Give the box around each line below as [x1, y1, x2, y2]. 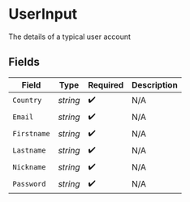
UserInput [8, 5, 78, 24]
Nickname [12, 163, 46, 172]
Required [88, 79, 124, 90]
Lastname [12, 146, 46, 155]
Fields [8, 55, 41, 69]
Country [12, 96, 42, 105]
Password [12, 179, 46, 189]
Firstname [12, 129, 50, 139]
